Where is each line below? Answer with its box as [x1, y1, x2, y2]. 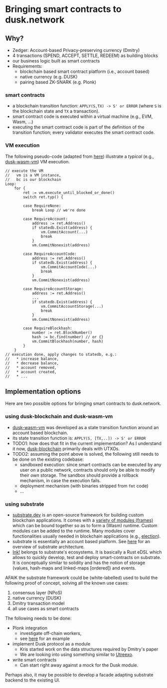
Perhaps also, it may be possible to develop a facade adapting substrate [5, 672, 154, 678]
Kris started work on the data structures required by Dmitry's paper [19, 646, 159, 652]
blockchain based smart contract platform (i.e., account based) [19, 68, 150, 74]
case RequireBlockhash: [23, 326, 72, 331]
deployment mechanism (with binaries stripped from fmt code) [19, 483, 149, 489]
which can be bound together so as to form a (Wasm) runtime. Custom [12, 523, 158, 528]
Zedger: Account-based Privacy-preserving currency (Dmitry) [12, 47, 140, 53]
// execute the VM [5, 168, 43, 173]
